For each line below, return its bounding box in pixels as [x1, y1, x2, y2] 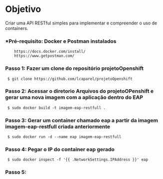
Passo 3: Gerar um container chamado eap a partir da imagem [5, 117, 159, 124]
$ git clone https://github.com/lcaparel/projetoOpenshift [7, 76, 133, 81]
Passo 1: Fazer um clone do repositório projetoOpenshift [5, 65, 144, 72]
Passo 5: [5, 169, 26, 176]
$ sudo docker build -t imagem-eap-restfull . [7, 105, 106, 110]
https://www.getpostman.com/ [14, 53, 75, 58]
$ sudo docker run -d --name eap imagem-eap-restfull [7, 135, 122, 140]
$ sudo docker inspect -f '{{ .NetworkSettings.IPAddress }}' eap [7, 157, 149, 163]
